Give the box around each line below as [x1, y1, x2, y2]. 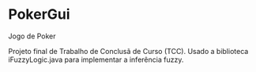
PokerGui [8, 5, 70, 23]
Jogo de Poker [8, 31, 57, 41]
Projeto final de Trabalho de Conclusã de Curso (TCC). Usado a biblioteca [8, 46, 249, 56]
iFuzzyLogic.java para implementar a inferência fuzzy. [8, 55, 184, 64]
